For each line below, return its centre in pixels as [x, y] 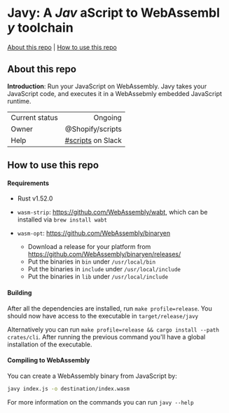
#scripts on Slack [93, 140]
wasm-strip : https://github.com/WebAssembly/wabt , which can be [112, 212]
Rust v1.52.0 [35, 198]
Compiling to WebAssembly [49, 360]
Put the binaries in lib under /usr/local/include [98, 277]
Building [20, 292]
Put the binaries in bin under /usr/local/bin [92, 262]
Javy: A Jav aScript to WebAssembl [114, 13]
